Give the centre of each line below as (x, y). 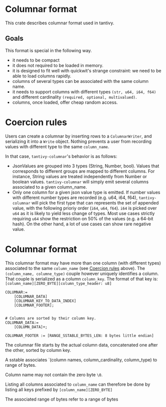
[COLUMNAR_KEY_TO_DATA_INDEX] (45, 301)
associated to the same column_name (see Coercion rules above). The (75, 268)
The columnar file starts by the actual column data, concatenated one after (82, 345)
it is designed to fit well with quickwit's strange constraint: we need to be (87, 70)
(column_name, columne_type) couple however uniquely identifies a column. (82, 273)
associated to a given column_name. (50, 187)
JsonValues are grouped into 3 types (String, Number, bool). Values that (86, 166)
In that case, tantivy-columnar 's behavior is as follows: (61, 156)
